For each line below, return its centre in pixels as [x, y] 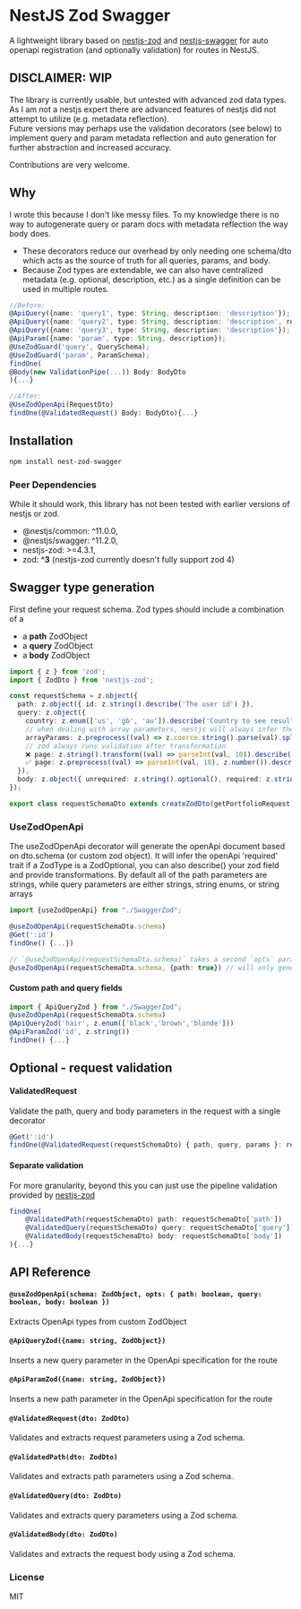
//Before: [28, 305]
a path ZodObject [55, 636]
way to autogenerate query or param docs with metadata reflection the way [149, 224]
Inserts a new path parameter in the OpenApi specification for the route [141, 1398]
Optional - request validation [91, 1068]
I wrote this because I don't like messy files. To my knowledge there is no [144, 214]
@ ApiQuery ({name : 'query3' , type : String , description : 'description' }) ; [150, 331]
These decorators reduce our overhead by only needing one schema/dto [157, 251]
